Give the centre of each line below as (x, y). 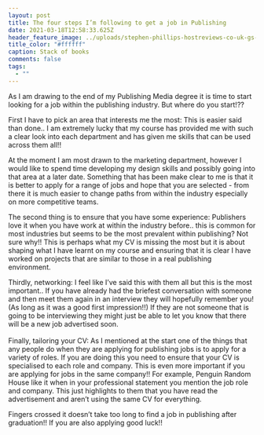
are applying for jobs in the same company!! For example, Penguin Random (130, 374)
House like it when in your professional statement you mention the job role (128, 382)
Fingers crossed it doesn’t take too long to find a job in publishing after (123, 414)
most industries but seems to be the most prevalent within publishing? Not (128, 233)
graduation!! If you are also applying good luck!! (85, 422)
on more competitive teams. (53, 202)
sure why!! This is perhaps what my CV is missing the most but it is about (126, 242)
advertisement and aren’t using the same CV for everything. (105, 399)
